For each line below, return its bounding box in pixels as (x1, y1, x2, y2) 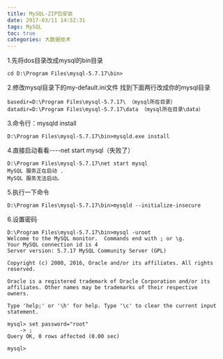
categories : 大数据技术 (7, 36, 71, 43)
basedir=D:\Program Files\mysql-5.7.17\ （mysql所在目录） (7, 98, 176, 105)
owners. (7, 291, 30, 298)
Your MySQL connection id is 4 (7, 242, 98, 249)
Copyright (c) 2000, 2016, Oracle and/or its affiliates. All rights (7, 260, 214, 267)
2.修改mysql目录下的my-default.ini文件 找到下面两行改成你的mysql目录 (7, 83, 210, 91)
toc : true (7, 29, 36, 37)
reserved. (7, 266, 36, 273)
